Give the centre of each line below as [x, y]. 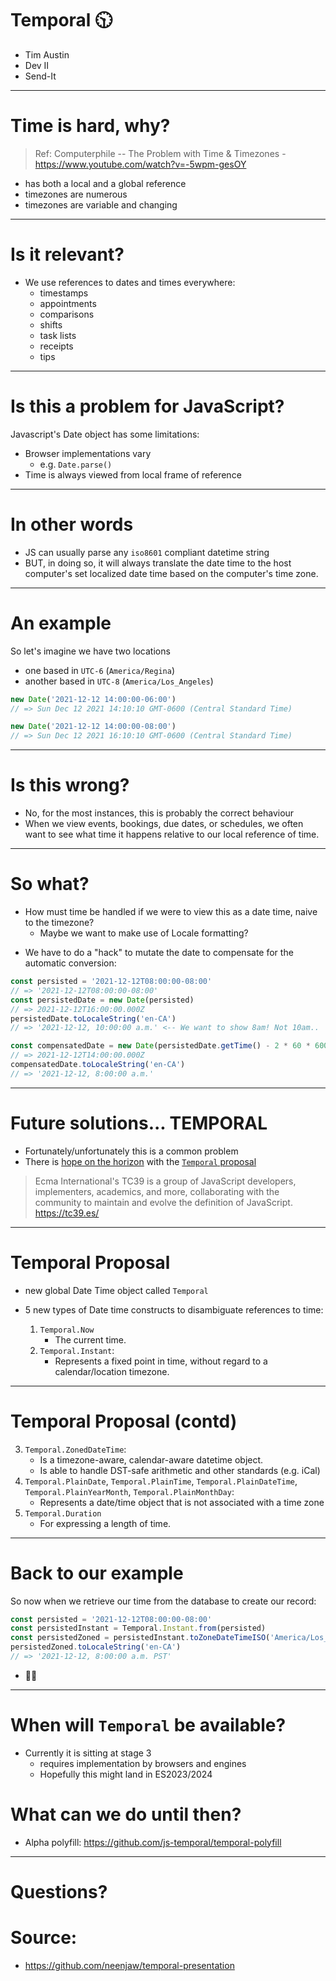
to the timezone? [59, 922]
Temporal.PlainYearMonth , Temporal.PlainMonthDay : [129, 1491]
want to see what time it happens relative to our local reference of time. [172, 834]
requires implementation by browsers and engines [143, 1763]
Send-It [40, 76]
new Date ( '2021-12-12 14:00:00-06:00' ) [93, 699]
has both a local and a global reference [105, 183]
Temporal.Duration [63, 1513]
